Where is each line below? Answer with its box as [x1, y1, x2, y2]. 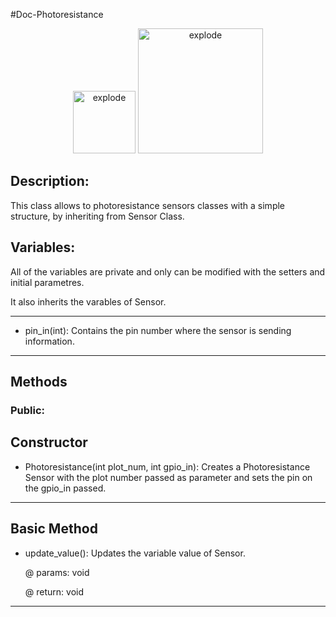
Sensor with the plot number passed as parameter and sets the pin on [24, 471, 313, 483]
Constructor [10, 434, 88, 451]
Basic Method [10, 520, 98, 538]
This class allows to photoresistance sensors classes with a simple [10, 199, 286, 211]
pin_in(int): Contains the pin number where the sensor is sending [24, 324, 292, 336]
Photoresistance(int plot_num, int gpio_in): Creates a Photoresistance [24, 460, 311, 473]
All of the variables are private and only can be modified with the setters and [10, 265, 326, 278]
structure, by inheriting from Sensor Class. [10, 210, 185, 222]
